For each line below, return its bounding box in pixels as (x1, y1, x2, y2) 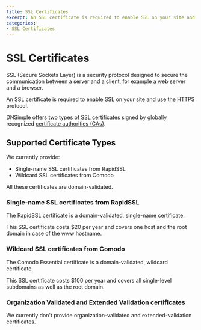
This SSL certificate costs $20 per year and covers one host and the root (6, 224, 187, 231)
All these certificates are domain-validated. (6, 183, 113, 190)
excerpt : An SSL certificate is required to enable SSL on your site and (6, 14, 196, 20)
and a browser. (6, 84, 43, 91)
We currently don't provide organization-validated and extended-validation (6, 311, 192, 319)
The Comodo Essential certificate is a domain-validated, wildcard (6, 258, 169, 266)
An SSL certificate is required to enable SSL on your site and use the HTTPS (6, 96, 195, 103)
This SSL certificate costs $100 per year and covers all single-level (6, 277, 172, 284)
